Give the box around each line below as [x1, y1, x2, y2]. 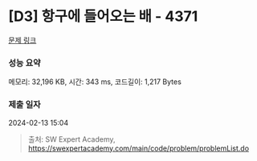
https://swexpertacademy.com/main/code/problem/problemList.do [27, 143, 250, 153]
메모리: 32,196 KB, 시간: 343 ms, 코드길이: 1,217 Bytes [8, 77, 182, 87]
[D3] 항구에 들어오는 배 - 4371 [8, 7, 198, 26]
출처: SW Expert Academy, [27, 134, 116, 144]
